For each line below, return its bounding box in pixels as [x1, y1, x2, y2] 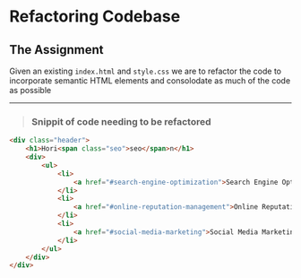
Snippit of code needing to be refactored [30, 115, 212, 127]
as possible [9, 85, 52, 95]
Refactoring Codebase [9, 6, 181, 27]
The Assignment [9, 42, 105, 57]
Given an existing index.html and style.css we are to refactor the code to [9, 65, 282, 76]
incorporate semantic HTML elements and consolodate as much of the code [9, 75, 291, 86]
